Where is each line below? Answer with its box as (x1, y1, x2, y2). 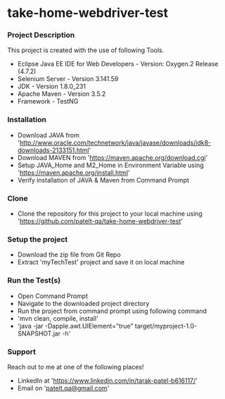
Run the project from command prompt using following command (17, 307, 207, 315)
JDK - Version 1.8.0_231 (17, 82, 86, 91)
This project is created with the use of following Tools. (7, 46, 165, 54)
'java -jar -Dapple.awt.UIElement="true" (17, 321, 134, 330)
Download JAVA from (17, 130, 79, 139)
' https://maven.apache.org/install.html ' (17, 168, 130, 177)
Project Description (7, 30, 75, 40)
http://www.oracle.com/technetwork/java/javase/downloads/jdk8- (20, 138, 212, 147)
